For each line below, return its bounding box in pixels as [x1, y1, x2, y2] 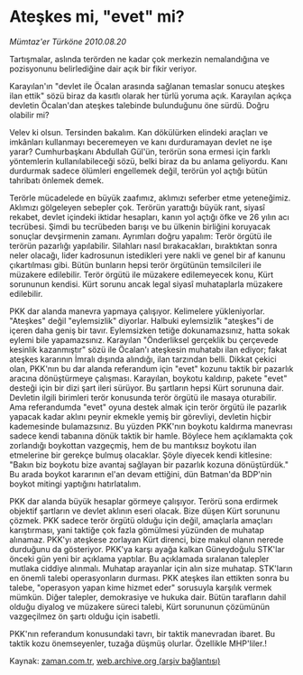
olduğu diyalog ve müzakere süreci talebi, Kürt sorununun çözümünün [9, 601, 271, 612]
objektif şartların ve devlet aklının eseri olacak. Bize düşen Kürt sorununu [9, 505, 280, 516]
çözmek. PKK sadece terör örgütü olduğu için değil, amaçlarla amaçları [9, 514, 273, 525]
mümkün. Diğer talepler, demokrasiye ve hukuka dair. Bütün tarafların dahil [9, 591, 287, 602]
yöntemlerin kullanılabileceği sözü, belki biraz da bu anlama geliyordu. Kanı [9, 155, 289, 166]
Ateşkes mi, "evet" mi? [9, 6, 185, 27]
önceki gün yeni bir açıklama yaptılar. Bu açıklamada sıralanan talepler [9, 553, 270, 564]
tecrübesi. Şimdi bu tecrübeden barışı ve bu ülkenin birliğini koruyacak [9, 221, 271, 232]
